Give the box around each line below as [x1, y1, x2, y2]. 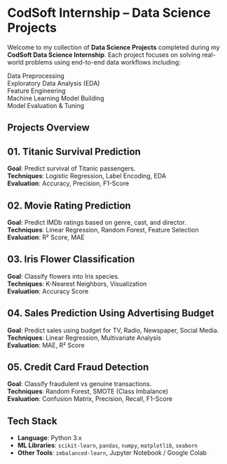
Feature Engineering [7, 86, 66, 95]
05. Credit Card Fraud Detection [7, 361, 149, 373]
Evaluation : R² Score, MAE [7, 233, 85, 241]
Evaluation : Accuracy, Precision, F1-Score [7, 179, 130, 187]
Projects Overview [7, 121, 90, 134]
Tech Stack [7, 415, 57, 427]
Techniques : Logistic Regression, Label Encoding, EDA [7, 172, 167, 180]
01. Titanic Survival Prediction [7, 145, 142, 157]
